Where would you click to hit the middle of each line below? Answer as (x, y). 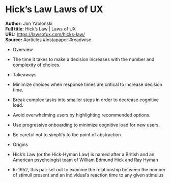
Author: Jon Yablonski (29, 23)
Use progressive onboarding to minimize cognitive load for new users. (86, 125)
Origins (20, 144)
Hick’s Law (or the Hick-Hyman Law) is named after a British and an (83, 154)
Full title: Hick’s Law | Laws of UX (41, 28)
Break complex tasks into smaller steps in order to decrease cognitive (86, 100)
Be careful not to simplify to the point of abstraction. (67, 134)
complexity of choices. (37, 65)
